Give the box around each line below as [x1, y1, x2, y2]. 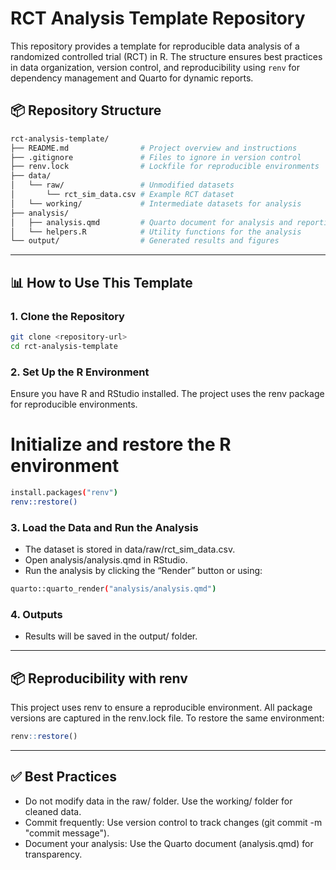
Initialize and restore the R [10, 433, 232, 456]
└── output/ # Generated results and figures [10, 236, 280, 246]
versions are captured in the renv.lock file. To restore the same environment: [10, 712, 325, 724]
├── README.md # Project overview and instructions [10, 143, 298, 153]
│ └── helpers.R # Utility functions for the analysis [10, 227, 302, 237]
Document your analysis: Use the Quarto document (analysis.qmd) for [24, 837, 314, 849]
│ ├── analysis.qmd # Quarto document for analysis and [10, 217, 293, 227]
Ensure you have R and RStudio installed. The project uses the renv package [10, 387, 325, 399]
